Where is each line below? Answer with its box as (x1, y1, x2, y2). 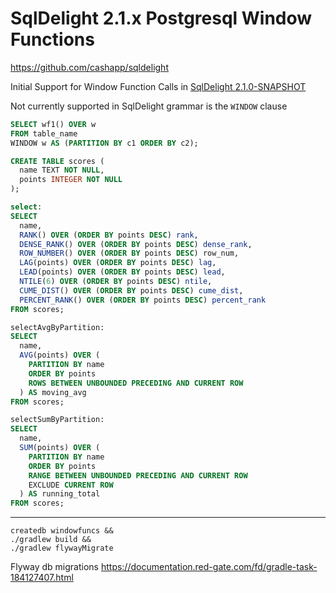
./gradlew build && (10, 535, 92, 545)
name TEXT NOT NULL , (19, 165, 105, 176)
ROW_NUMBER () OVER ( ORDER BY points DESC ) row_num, (19, 248, 240, 259)
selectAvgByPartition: (10, 322, 105, 332)
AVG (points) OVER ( (19, 350, 101, 361)
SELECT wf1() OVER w (10, 119, 97, 129)
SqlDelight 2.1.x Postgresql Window (10, 7, 313, 30)
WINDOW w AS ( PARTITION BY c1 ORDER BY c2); (10, 138, 199, 148)
